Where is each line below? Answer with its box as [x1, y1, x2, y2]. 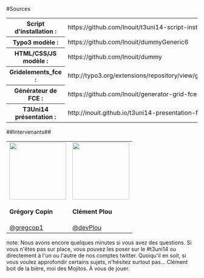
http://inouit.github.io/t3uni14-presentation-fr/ [67, 108, 202, 117]
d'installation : [14, 27, 57, 35]
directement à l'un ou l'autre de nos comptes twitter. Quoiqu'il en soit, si [6, 252, 186, 259]
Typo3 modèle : [12, 38, 59, 46]
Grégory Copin [9, 207, 53, 216]
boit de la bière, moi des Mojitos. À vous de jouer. [6, 265, 130, 272]
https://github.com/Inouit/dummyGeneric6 [67, 38, 189, 46]
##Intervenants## [6, 128, 52, 136]
